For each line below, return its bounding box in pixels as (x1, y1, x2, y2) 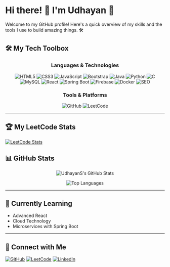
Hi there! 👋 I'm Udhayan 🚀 (5, 5, 115, 16)
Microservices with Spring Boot (12, 224, 78, 230)
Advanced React (12, 212, 48, 219)
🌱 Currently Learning (5, 199, 72, 208)
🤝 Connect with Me (5, 243, 67, 251)
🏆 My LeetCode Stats (5, 123, 76, 131)
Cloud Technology (12, 218, 51, 224)
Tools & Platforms (63, 91, 107, 98)
